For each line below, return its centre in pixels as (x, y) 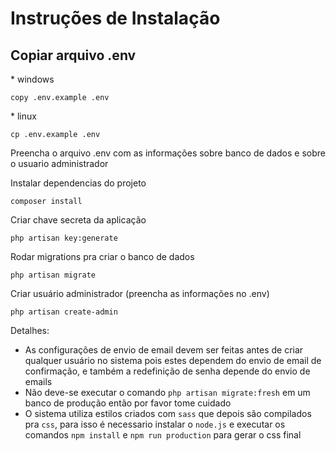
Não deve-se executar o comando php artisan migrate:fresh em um (167, 392)
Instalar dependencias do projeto (78, 183)
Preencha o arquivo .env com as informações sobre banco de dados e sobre (168, 153)
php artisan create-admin (64, 312)
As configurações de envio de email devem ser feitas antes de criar (164, 350)
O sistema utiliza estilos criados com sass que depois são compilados (168, 413)
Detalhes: (30, 330)
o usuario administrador (59, 163)
